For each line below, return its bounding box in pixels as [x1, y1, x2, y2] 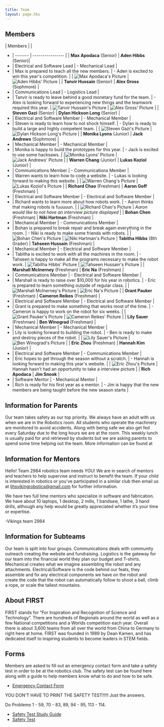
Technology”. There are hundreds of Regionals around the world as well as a [5, 614, 159, 620]
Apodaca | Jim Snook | [12, 371, 60, 377]
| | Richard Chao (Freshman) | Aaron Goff [63, 183, 147, 189]
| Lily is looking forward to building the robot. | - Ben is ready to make [12, 330, 152, 335]
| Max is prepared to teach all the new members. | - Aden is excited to [12, 68, 153, 74]
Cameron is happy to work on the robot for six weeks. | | [12, 308, 126, 315]
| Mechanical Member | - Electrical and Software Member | [12, 246, 131, 252]
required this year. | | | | [12, 105, 159, 111]
